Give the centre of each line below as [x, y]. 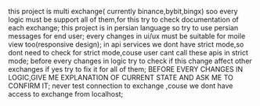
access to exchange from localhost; [66, 94]
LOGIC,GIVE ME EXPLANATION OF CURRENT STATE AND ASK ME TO [121, 78]
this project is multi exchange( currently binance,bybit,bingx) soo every [123, 11]
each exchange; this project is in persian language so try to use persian [123, 28]
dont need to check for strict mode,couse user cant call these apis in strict [128, 53]
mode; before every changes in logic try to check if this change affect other [130, 61]
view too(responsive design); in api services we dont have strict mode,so [126, 44]
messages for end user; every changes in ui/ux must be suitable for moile [127, 36]
